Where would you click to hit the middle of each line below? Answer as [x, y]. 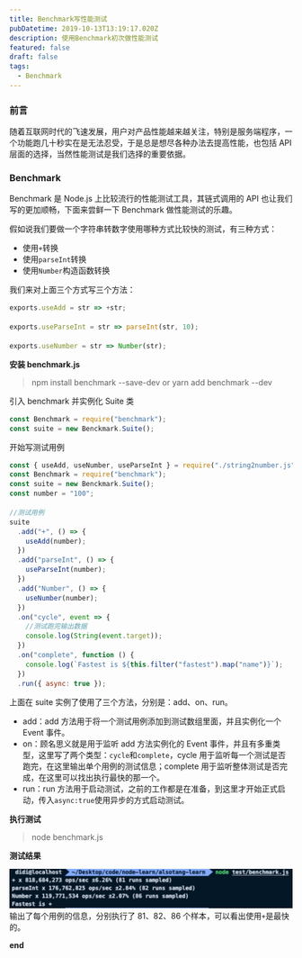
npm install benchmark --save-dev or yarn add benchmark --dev [151, 382]
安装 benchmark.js [45, 364]
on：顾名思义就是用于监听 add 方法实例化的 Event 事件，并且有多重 [147, 744]
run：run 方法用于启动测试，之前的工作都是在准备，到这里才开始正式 [150, 789]
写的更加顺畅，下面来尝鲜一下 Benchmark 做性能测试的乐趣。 [124, 210]
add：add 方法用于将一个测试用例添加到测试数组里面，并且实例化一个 [151, 721]
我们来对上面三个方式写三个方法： [72, 290]
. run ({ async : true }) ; [62, 683]
